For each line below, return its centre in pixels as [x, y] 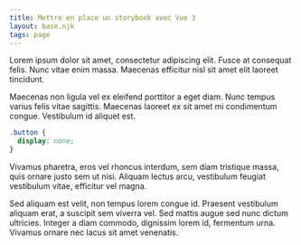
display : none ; [46, 141]
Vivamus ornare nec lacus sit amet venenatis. [94, 232]
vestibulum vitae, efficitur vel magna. [78, 186]
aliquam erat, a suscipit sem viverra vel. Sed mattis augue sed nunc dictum [149, 213]
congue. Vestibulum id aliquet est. [73, 116]
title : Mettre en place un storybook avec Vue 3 [103, 18]
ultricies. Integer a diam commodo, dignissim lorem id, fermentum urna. [142, 223]
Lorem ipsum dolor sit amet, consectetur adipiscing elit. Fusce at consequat [150, 61]
